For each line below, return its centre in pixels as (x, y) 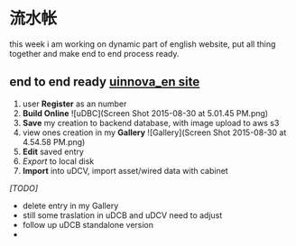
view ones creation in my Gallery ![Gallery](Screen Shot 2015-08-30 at (154, 132)
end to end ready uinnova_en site (105, 82)
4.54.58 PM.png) (54, 141)
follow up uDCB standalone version (88, 224)
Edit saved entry (53, 151)
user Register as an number (74, 104)
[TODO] (24, 188)
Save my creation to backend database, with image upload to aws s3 (151, 123)
